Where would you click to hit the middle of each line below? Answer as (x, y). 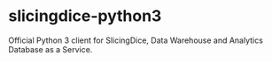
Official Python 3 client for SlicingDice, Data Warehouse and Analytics (136, 40)
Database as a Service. (51, 49)
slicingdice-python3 (85, 16)
